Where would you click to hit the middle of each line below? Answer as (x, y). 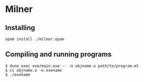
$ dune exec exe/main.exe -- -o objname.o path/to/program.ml (72, 66)
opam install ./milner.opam (35, 39)
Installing (20, 28)
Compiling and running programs (59, 54)
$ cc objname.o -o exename (34, 70)
